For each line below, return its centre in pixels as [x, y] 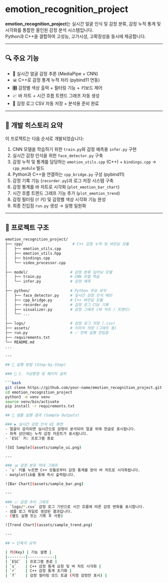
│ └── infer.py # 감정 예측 [48, 281]
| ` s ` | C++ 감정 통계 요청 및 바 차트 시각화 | [53, 566]
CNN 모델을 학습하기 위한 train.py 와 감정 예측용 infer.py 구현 [74, 149]
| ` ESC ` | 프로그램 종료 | [31, 561]
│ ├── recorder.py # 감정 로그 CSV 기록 [57, 305]
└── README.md [20, 342]
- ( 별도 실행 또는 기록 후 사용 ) [34, 516]
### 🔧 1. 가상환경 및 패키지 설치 [36, 374]
